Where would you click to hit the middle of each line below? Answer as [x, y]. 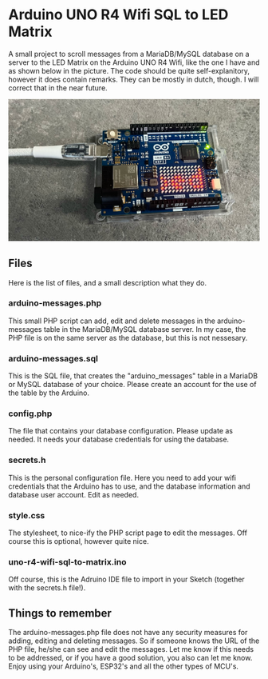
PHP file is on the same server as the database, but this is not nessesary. [128, 338]
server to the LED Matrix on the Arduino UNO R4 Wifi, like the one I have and [134, 62]
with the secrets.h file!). [47, 588]
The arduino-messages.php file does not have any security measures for [128, 633]
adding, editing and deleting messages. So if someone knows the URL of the [134, 641]
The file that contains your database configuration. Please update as [121, 431]
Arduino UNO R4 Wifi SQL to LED [118, 15]
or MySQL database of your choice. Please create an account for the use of [132, 385]
